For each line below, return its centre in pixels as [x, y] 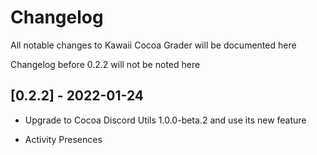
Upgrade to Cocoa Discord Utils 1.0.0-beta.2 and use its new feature [165, 120]
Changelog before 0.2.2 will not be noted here [105, 64]
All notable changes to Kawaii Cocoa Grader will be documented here [153, 45]
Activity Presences [63, 139]
